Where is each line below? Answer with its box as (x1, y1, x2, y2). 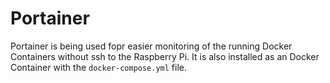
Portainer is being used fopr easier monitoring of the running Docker (10, 40, 293, 52)
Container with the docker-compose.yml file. (10, 61, 188, 73)
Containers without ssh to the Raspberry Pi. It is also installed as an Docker (10, 50, 320, 62)
